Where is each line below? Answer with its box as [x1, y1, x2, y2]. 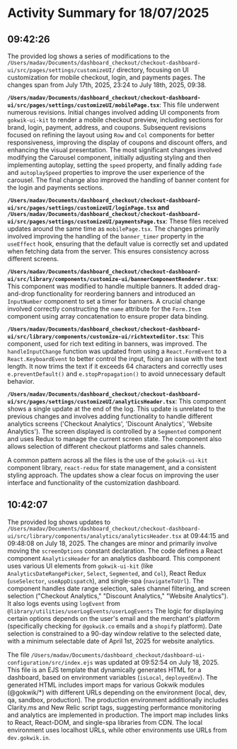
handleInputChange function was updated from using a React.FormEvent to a [7, 347, 227, 355]
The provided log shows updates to [7, 518, 111, 526]
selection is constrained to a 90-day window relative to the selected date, [7, 629, 221, 638]
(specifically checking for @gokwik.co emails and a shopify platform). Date [7, 622, 223, 630]
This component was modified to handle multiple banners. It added [7, 282, 203, 290]
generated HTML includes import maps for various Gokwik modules [7, 680, 205, 689]
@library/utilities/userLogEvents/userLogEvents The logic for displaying [7, 607, 224, 615]
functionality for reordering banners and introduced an [36, 290, 196, 298]
